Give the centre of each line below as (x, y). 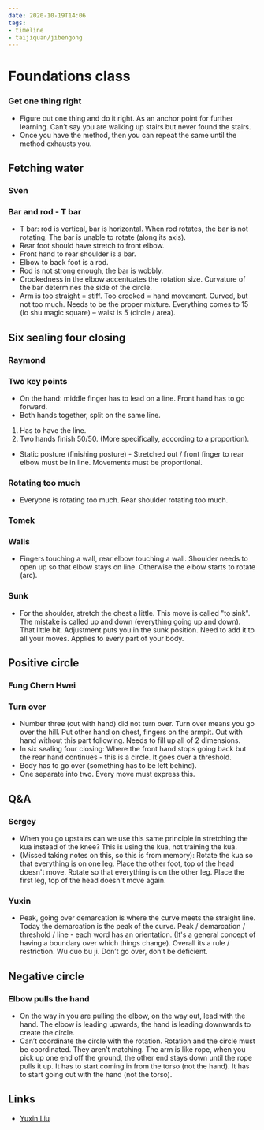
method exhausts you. (56, 144)
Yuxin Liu (34, 1118)
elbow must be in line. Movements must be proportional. (111, 462)
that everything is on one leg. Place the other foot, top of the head (127, 863)
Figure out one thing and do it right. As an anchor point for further (126, 118)
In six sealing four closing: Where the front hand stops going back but (133, 749)
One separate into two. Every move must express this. (107, 774)
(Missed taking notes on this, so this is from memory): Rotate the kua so (136, 856)
